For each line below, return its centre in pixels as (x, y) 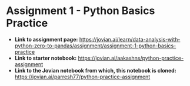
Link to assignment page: (46, 39)
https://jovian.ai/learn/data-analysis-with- (130, 39)
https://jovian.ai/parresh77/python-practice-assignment (82, 77)
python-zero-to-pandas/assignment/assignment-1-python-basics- (95, 46)
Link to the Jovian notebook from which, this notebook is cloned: (95, 70)
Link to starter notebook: (46, 58)
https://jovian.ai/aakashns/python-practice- (131, 58)
